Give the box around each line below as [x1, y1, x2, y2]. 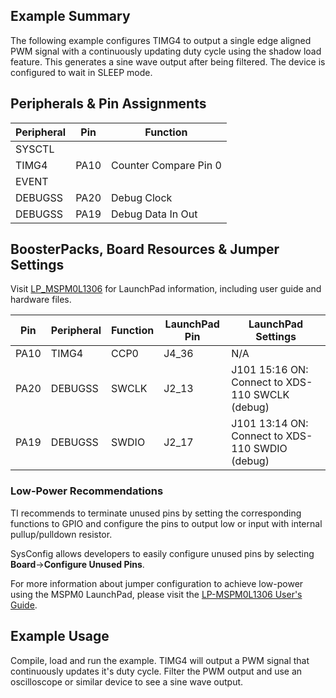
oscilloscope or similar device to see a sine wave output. [10, 675, 244, 688]
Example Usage [10, 628, 110, 645]
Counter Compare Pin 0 [111, 158, 222, 172]
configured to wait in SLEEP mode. [10, 66, 153, 78]
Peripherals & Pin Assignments [10, 95, 207, 113]
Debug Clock [111, 190, 173, 204]
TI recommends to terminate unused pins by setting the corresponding [10, 507, 302, 519]
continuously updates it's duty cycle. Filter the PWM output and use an [10, 665, 303, 677]
